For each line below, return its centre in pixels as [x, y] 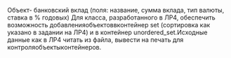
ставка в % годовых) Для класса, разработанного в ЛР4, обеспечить [111, 17]
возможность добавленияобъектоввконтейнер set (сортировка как [109, 25]
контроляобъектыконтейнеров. [54, 47]
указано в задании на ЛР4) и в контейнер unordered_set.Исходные [107, 32]
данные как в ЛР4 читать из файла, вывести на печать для [95, 40]
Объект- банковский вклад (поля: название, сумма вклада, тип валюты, [116, 10]
